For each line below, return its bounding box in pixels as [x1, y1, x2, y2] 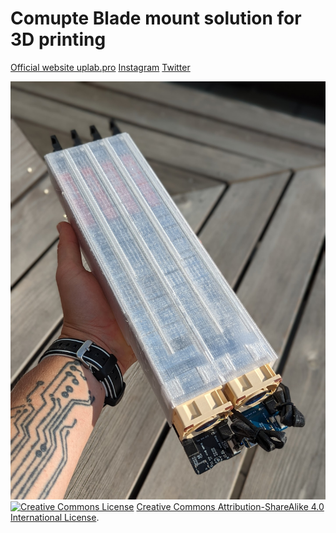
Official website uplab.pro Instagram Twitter [10, 61, 191, 73]
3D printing [10, 28, 107, 51]
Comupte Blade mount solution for [10, 7, 302, 30]
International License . [10, 512, 100, 524]
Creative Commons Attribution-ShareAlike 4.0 [136, 501, 325, 513]
